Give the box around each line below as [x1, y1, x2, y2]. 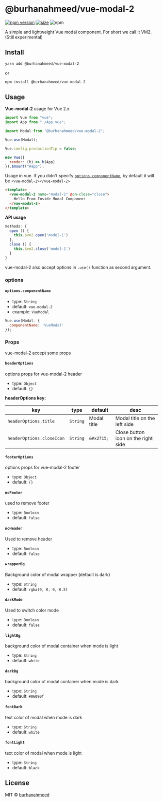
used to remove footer [5, 500, 49, 506]
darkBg [5, 668, 18, 673]
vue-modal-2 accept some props [5, 350, 71, 356]
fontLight [5, 740, 25, 745]
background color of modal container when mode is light [5, 643, 118, 649]
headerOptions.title [7, 418, 55, 424]
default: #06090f [12, 693, 44, 699]
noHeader [5, 526, 23, 531]
